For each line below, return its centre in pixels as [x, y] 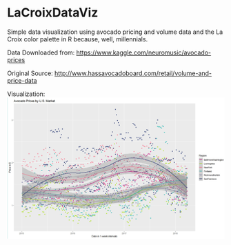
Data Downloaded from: [41, 52]
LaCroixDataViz [53, 13]
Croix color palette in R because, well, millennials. [78, 39]
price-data [22, 80]
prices [16, 59]
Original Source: [30, 73]
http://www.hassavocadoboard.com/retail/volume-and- [133, 73]
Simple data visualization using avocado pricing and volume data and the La [115, 32]
